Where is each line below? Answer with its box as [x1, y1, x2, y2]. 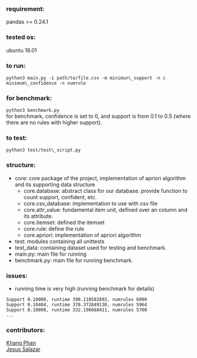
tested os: [6, 33, 36, 42]
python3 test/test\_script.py [6, 147, 81, 153]
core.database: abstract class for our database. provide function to [23, 187, 188, 194]
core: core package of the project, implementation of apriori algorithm [14, 174, 186, 181]
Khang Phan [6, 340, 36, 347]
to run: [6, 61, 26, 70]
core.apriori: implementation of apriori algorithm [23, 231, 141, 238]
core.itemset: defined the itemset [23, 219, 105, 226]
